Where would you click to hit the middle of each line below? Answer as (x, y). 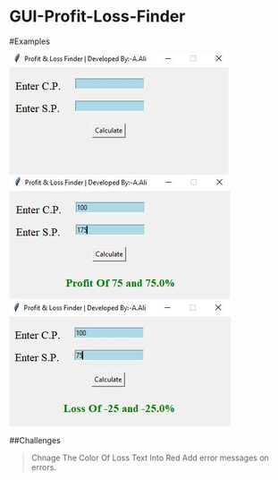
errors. (43, 467)
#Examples (30, 41)
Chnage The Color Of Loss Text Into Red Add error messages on (150, 458)
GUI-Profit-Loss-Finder (97, 17)
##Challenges (35, 440)
